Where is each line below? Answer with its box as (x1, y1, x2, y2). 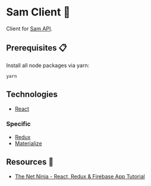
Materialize (14, 140, 43, 147)
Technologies (6, 89, 58, 100)
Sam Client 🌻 (6, 5, 71, 19)
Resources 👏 (6, 157, 54, 167)
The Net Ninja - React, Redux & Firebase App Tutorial (14, 172, 145, 180)
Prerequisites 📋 (6, 43, 67, 53)
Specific (6, 120, 31, 128)
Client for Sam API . (6, 25, 52, 32)
